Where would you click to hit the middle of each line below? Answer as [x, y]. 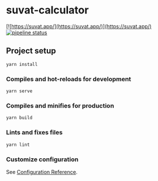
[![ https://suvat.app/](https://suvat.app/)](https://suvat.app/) [79, 26]
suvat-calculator [47, 10]
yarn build [19, 118]
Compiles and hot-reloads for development [69, 79]
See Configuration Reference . [42, 172]
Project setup [31, 51]
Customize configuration [42, 159]
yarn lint [18, 145]
